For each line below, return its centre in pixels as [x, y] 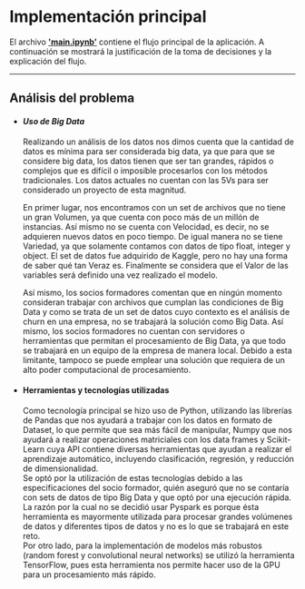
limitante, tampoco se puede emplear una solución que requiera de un [154, 359]
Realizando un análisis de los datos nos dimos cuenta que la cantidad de [158, 142]
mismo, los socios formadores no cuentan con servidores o [133, 331]
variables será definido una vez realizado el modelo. [120, 275]
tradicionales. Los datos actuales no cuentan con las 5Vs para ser [146, 180]
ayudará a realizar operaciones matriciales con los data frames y [143, 439]
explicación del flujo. [48, 61]
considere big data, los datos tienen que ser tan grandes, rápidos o [148, 161]
